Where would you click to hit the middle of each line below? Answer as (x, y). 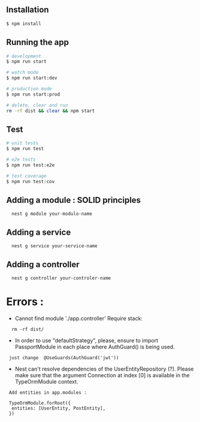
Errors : (25, 302)
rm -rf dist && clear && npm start (51, 111)
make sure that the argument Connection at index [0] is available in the (102, 375)
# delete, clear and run (37, 105)
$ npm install (24, 23)
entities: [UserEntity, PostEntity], (59, 408)
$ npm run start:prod (33, 94)
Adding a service (39, 232)
